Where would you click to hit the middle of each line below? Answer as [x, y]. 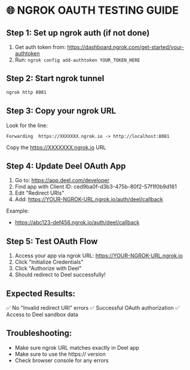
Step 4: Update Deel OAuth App [66, 166]
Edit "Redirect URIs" [39, 193]
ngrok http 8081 [26, 92]
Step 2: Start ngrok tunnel [55, 78]
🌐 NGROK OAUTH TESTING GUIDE [93, 10]
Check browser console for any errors [62, 360]
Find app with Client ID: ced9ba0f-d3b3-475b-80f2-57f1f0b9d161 [96, 187]
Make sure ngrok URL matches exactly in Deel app [77, 347]
